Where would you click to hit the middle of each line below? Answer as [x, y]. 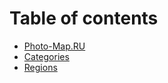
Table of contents [84, 18]
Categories [46, 56]
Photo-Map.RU [54, 46]
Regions [40, 67]
